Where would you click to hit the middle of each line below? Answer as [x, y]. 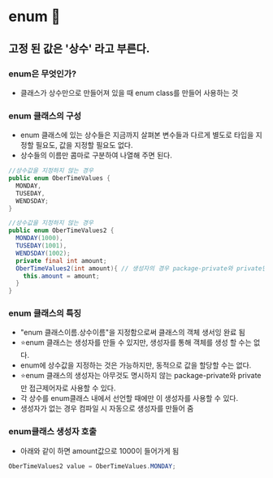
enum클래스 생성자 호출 [53, 432]
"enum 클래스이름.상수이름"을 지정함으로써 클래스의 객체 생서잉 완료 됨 [132, 333]
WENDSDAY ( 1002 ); [43, 253]
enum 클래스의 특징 [45, 313]
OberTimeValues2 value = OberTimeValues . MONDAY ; [92, 466]
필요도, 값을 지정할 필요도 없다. [84, 145]
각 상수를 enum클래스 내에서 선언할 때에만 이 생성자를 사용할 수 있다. [129, 398]
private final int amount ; [61, 261]
